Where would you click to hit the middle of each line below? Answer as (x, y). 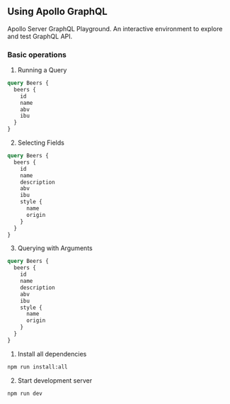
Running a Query (42, 70)
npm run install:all (38, 367)
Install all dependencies (52, 354)
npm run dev (25, 393)
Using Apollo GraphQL (57, 12)
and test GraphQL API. (40, 36)
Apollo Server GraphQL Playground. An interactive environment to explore (115, 28)
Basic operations (37, 55)
